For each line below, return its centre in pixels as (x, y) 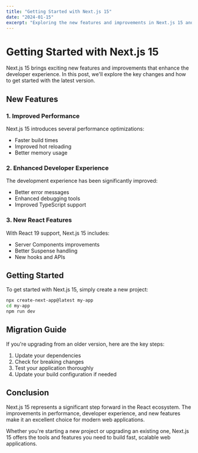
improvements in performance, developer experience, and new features (93, 413)
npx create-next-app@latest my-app (50, 301)
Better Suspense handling (46, 251)
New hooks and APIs (40, 257)
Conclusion (28, 393)
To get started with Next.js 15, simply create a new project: (77, 290)
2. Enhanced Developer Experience (57, 168)
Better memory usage (41, 153)
